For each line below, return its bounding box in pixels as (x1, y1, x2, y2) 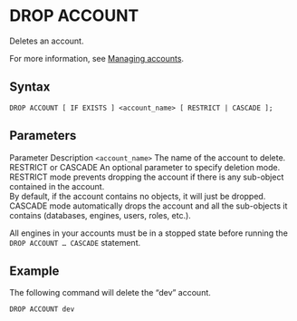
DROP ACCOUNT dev (9, 305, 75, 314)
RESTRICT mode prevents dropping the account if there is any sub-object (9, 171, 284, 182)
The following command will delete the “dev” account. (9, 287, 211, 298)
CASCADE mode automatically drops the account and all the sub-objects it (9, 200, 288, 211)
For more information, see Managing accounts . (9, 53, 184, 63)
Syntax (9, 79, 51, 95)
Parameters (9, 128, 77, 143)
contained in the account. (9, 180, 105, 191)
